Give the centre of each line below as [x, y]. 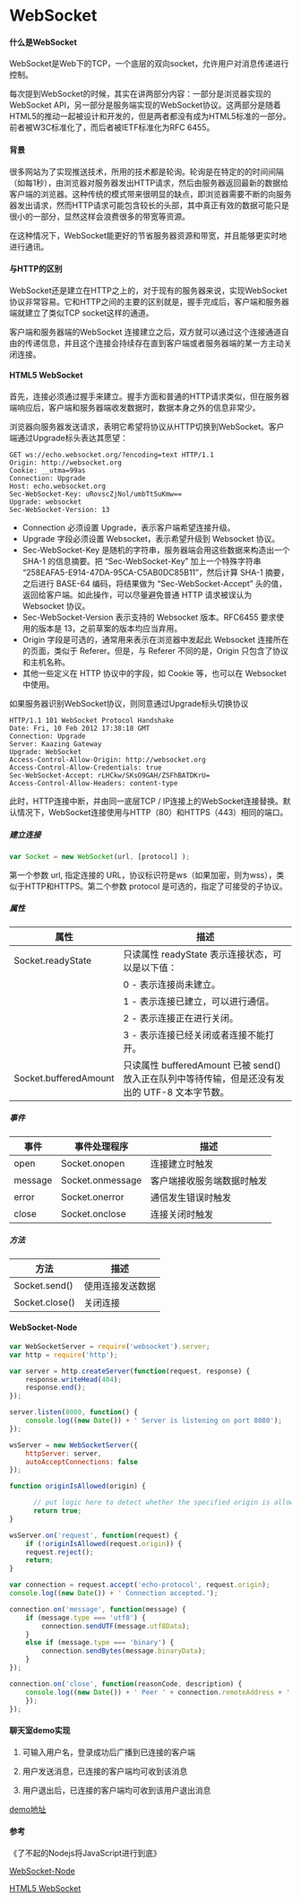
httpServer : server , [64, 1454]
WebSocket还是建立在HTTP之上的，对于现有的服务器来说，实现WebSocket [149, 290]
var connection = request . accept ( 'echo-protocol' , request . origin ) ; [140, 1585]
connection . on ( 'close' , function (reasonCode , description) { [126, 1684]
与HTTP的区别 [36, 269]
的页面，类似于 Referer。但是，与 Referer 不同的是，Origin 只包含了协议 [155, 651]
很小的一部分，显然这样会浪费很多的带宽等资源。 [99, 216]
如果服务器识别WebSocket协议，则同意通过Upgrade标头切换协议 [129, 703]
